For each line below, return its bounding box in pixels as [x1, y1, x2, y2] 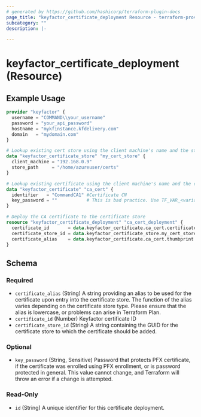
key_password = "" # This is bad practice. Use [11, 197, 160, 203]
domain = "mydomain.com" [11, 131, 79, 138]
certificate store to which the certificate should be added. [14, 328, 157, 335]
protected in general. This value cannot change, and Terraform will [14, 369, 179, 376]
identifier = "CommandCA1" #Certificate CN [11, 192, 127, 198]
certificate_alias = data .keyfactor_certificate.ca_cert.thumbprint [11, 236, 194, 242]
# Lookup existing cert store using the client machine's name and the [6, 148, 188, 154]
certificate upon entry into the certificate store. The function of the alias [14, 296, 192, 303]
